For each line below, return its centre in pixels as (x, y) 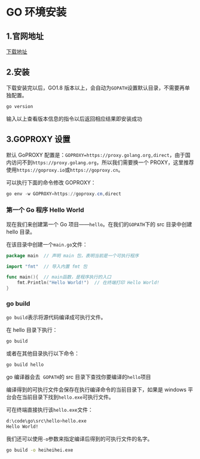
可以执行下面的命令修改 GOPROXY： (51, 182)
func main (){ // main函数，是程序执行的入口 (59, 277)
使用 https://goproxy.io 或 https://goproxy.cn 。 (65, 170)
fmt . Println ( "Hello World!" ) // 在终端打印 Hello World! (88, 283)
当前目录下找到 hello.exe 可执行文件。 (68, 397)
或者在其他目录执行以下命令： (43, 353)
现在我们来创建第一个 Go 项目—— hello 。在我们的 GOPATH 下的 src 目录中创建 (99, 224)
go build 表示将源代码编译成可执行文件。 (56, 318)
